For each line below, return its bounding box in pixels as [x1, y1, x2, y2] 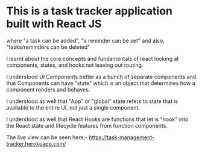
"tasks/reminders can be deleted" [6, 43, 90, 51]
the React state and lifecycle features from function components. [6, 122, 168, 129]
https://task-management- [89, 134, 155, 141]
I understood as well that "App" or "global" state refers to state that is [6, 98, 178, 105]
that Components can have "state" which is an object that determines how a [6, 80, 195, 87]
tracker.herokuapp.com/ [6, 140, 66, 147]
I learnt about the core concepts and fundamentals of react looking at [6, 55, 179, 62]
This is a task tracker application [6, 4, 173, 18]
